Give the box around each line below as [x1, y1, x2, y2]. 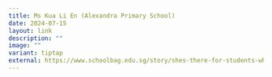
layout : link [8, 26, 53, 34]
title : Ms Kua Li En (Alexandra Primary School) [8, 11, 176, 20]
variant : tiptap [8, 49, 63, 57]
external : [8, 57, 42, 65]
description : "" [8, 34, 63, 43]
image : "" [8, 42, 42, 50]
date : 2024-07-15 [8, 19, 67, 27]
